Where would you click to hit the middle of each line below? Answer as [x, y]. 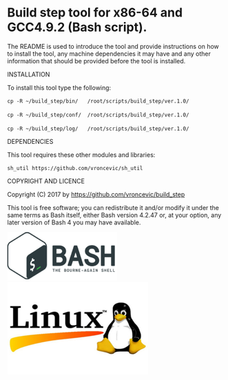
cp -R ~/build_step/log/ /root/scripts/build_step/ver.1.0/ [98, 129]
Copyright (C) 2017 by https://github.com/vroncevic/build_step [96, 194]
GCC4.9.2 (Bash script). [77, 27]
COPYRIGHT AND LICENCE [46, 181]
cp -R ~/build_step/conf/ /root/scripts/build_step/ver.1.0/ [98, 115]
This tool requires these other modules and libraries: [81, 155]
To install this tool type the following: [59, 87]
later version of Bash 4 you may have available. [74, 222]
